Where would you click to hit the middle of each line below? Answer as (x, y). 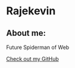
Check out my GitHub (33, 59)
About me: (26, 33)
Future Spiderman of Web (38, 47)
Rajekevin (31, 11)
